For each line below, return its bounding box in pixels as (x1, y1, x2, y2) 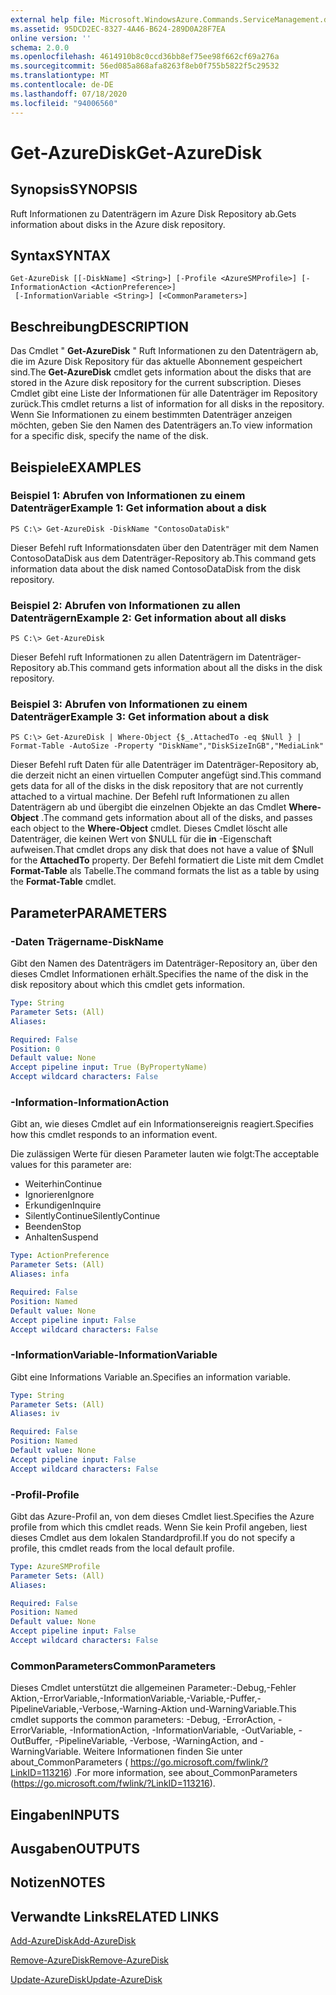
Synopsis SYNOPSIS (10, 181, 138, 198)
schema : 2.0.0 (10, 42, 70, 53)
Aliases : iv (10, 1409, 60, 1419)
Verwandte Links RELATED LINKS (10, 1908, 220, 1925)
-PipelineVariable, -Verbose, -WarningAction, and (54, 1735, 258, 1747)
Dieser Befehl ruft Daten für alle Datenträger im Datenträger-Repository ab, (10, 759, 320, 771)
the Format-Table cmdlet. (10, 876, 117, 888)
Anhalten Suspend (24, 1231, 99, 1243)
